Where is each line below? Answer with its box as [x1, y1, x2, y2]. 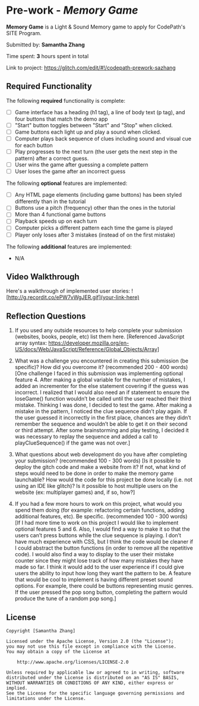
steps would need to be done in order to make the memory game [14, 470, 174, 477]
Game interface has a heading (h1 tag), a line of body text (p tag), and [14, 108, 185, 116]
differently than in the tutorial [14, 198, 86, 205]
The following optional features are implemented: [6, 179, 128, 187]
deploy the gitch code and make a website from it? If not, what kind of [14, 464, 186, 471]
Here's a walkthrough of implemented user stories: [6, 288, 131, 295]
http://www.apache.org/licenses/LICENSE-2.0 [17, 659, 129, 665]
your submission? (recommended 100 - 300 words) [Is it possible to [14, 457, 181, 464]
